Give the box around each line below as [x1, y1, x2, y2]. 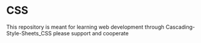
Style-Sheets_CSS [6, 29, 52, 36]
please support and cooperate [53, 29, 129, 36]
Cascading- [165, 23, 196, 30]
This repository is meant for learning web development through [6, 23, 165, 30]
